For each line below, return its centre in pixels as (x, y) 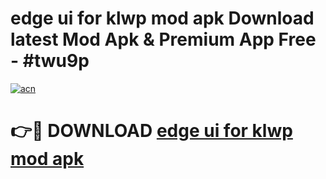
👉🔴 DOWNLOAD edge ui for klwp (151, 131)
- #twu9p (50, 61)
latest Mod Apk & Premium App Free (163, 39)
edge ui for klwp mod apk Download (162, 18)
